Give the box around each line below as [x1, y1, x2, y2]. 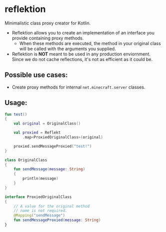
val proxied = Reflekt [13, 130, 61, 135]
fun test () [4, 111, 27, 117]
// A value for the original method [13, 203, 90, 208]
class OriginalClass [4, 157, 48, 162]
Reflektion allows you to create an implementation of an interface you [11, 29, 155, 35]
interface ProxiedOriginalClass [4, 194, 72, 199]
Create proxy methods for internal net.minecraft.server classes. [11, 84, 146, 90]
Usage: [4, 98, 28, 107]
